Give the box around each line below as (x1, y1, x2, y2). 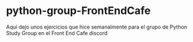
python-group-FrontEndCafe (6, 4, 151, 17)
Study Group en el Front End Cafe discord (6, 29, 108, 36)
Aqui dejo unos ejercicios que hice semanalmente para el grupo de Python (6, 23, 188, 30)
